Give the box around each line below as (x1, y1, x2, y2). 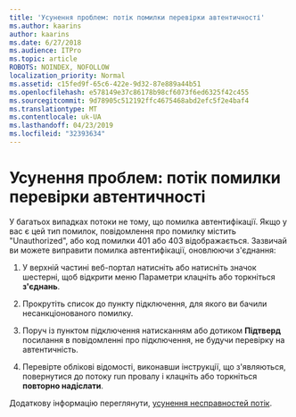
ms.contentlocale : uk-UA (9, 113, 102, 121)
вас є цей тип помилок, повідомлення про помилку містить (9, 225, 236, 237)
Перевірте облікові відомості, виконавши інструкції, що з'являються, (21, 361, 286, 371)
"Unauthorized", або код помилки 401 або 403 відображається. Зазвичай (9, 235, 288, 246)
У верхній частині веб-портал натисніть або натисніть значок (21, 262, 257, 272)
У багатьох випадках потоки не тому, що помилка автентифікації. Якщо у (9, 216, 288, 227)
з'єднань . (21, 280, 61, 291)
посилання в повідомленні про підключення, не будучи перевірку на (21, 334, 285, 345)
